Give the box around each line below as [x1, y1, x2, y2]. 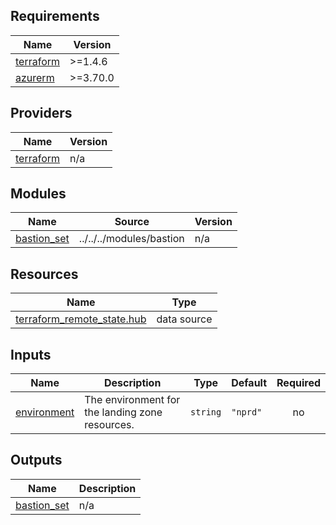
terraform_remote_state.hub [15, 312, 147, 326]
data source [156, 312, 213, 326]
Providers [10, 105, 73, 122]
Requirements [10, 8, 100, 25]
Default [231, 376, 268, 390]
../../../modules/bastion [78, 232, 185, 246]
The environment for [84, 393, 181, 407]
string [190, 407, 222, 418]
